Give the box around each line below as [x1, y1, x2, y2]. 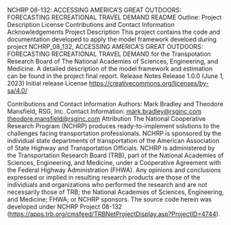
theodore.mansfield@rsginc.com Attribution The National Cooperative [7, 115, 206, 123]
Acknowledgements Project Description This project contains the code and [7, 28, 221, 36]
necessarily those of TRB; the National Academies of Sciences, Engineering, [7, 188, 224, 196]
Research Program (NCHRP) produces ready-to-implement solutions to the [7, 122, 220, 130]
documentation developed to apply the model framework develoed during [7, 35, 217, 43]
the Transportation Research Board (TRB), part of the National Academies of [7, 151, 224, 159]
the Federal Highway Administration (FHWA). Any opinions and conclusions [7, 166, 221, 174]
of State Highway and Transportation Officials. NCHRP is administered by [7, 144, 215, 152]
